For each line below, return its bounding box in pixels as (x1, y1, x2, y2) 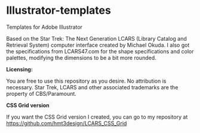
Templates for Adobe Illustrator (6, 23, 82, 31)
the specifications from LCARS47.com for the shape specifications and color (6, 47, 194, 55)
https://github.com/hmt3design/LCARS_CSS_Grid (6, 119, 127, 126)
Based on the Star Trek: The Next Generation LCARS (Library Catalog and (6, 35, 187, 42)
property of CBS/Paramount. (6, 90, 76, 97)
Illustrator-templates (6, 4, 112, 17)
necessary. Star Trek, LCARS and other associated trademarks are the (6, 83, 179, 90)
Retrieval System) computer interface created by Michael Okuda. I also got (6, 41, 190, 49)
